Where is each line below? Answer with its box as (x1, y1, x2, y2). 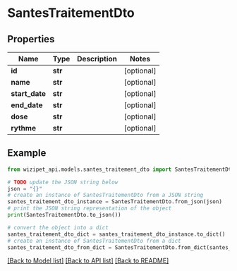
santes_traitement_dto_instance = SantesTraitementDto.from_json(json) (7, 198, 222, 205)
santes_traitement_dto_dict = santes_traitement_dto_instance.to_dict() (7, 231, 226, 238)
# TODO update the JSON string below (7, 179, 119, 186)
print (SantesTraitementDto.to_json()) (7, 212, 121, 219)
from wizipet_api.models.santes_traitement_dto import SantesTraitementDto (7, 166, 235, 173)
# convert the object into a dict (7, 224, 109, 231)
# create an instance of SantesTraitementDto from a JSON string (7, 192, 203, 199)
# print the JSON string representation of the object (7, 205, 172, 212)
